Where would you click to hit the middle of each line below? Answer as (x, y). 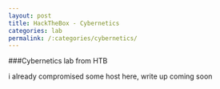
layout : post (30, 16)
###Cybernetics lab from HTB (58, 61)
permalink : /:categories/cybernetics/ (73, 38)
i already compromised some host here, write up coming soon (110, 76)
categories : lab (35, 30)
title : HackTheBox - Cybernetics (64, 23)
